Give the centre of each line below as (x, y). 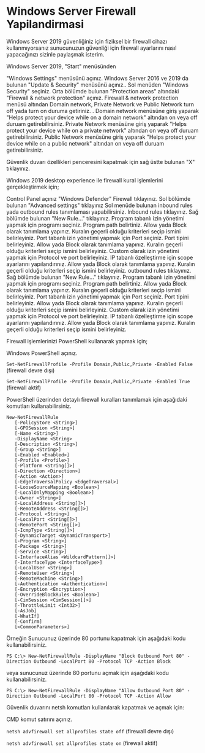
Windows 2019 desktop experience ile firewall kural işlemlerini (85, 180)
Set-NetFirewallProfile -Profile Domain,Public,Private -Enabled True (98, 381)
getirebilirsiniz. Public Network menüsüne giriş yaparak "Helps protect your (101, 137)
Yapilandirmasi (45, 24)
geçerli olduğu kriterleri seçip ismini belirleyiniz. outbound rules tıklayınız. (99, 270)
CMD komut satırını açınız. (39, 719)
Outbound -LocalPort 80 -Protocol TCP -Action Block (102, 661)
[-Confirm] (28, 622)
